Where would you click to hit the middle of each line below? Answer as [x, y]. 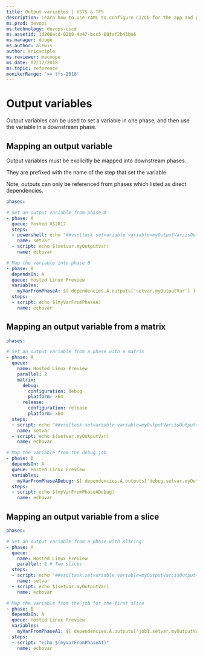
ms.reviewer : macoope [34, 57]
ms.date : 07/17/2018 [32, 62]
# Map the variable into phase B [48, 263]
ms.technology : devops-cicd [42, 29]
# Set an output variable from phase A [56, 213]
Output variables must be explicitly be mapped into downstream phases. [96, 161]
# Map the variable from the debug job [56, 453]
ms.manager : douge [29, 40]
